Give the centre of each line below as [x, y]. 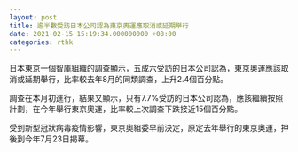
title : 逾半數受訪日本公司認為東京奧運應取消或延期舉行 [99, 26]
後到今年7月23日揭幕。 [51, 139]
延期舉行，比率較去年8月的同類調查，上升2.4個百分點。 [126, 80]
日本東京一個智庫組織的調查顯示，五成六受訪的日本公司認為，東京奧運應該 [145, 68]
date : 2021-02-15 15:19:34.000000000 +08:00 [93, 34]
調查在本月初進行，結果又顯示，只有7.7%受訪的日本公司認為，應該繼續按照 [146, 98]
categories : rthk [41, 42]
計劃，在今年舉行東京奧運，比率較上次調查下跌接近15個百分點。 [125, 109]
